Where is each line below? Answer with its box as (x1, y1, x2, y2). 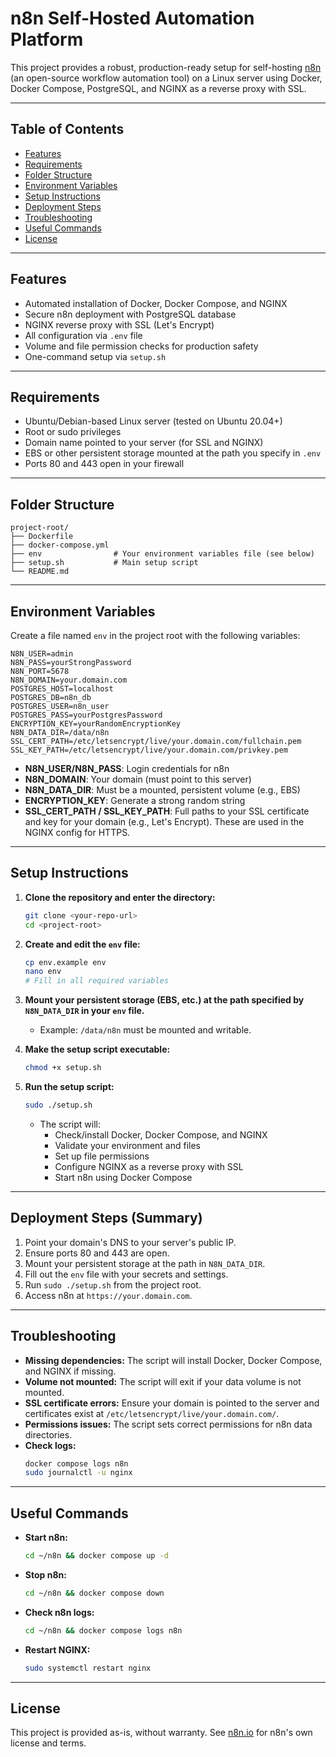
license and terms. (10, 1737, 87, 1749)
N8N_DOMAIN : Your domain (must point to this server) (24, 773, 252, 785)
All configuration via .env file (24, 329, 143, 341)
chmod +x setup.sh (24, 1063, 102, 1073)
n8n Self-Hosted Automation (10, 7, 255, 30)
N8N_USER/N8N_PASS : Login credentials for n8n (24, 763, 230, 774)
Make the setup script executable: (24, 1043, 171, 1056)
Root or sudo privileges (24, 426, 122, 438)
